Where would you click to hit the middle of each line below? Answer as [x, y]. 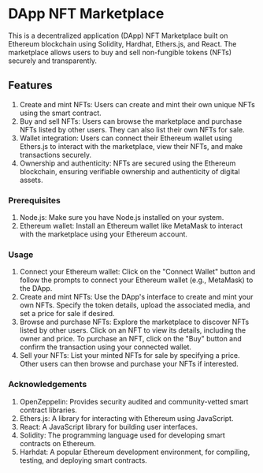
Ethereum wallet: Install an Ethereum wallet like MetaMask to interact [131, 226]
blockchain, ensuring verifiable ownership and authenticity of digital [130, 171]
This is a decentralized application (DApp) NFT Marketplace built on [118, 35]
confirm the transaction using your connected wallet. [105, 347]
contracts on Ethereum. [57, 443]
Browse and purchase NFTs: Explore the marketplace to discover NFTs [134, 322]
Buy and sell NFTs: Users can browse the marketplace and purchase [131, 121]
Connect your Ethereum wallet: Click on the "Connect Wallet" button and [137, 272]
